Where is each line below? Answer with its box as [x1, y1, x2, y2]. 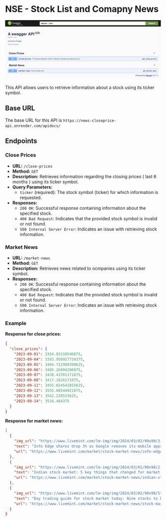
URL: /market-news [12, 255, 50, 261]
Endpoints [5, 137, 38, 145]
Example [5, 320, 27, 327]
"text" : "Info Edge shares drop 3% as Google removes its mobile [14, 444, 152, 449]
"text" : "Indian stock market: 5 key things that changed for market [14, 470, 161, 475]
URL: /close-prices [12, 163, 53, 169]
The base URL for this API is [5, 117, 62, 123]
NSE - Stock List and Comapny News [5, 3, 159, 15]
